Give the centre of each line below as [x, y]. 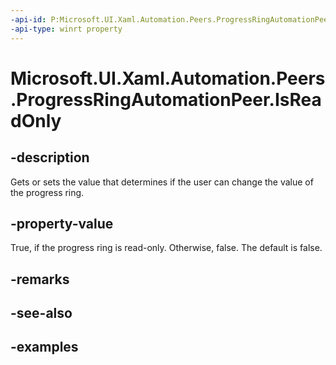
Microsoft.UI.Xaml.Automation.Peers [168, 78]
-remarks [40, 279]
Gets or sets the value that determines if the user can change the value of [162, 182]
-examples [44, 347]
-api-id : [28, 19]
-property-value [62, 223]
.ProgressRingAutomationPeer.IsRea [166, 99]
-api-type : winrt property [66, 29]
